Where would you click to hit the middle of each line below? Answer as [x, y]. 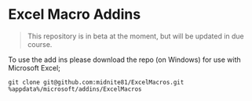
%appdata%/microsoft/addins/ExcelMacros [75, 89]
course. [40, 44]
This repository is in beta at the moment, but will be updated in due [136, 36]
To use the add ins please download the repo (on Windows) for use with [124, 60]
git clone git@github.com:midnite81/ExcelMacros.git [96, 82]
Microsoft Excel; [34, 67]
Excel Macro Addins [75, 14]
